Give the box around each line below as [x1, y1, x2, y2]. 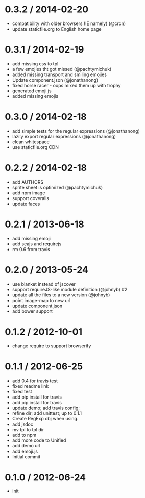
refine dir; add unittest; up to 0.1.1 [12, 410, 82, 416]
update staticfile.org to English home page [12, 26, 102, 32]
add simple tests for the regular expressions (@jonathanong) [12, 128, 140, 134]
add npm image [12, 190, 45, 196]
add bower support [12, 308, 53, 314]
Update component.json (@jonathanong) [12, 77, 98, 83]
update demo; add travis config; [12, 405, 80, 411]
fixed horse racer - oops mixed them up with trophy [12, 82, 121, 88]
